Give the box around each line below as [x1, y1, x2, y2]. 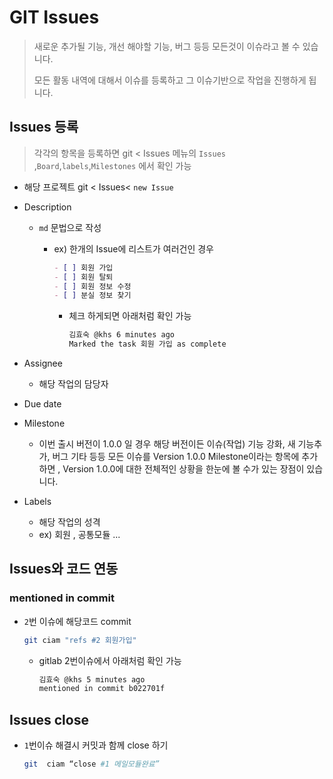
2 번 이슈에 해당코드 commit [23, 615, 132, 627]
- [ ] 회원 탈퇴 [53, 272, 114, 282]
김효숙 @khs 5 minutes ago [38, 674, 146, 685]
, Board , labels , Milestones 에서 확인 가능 [33, 159, 192, 171]
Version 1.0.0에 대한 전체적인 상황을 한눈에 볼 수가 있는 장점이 [62, 463, 305, 475]
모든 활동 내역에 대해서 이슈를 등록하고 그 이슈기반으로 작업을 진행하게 [33, 74, 307, 86]
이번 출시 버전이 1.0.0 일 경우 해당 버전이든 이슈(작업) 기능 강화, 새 [38, 438, 296, 450]
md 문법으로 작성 [38, 221, 102, 233]
